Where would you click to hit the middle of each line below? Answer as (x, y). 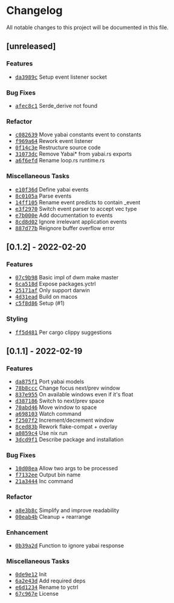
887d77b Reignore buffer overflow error (65, 228)
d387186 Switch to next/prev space (60, 401)
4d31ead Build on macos (46, 297)
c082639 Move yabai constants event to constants (78, 135)
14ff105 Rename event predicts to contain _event (78, 202)
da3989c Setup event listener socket (61, 77)
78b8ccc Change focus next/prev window (68, 388)
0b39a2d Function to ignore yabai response (69, 545)
